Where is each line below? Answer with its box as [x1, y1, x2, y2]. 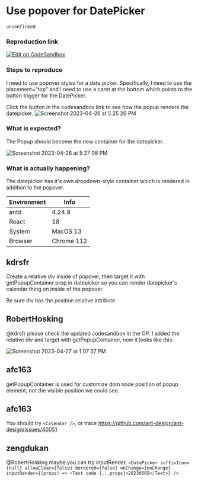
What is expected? [6, 125, 61, 133]
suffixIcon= [159, 460, 190, 466]
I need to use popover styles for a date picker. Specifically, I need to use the [6, 79, 192, 87]
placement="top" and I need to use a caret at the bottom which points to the [6, 85, 193, 92]
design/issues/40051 [6, 426, 58, 433]
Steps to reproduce [6, 66, 63, 74]
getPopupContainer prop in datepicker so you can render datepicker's [6, 279, 178, 286]
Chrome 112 [52, 237, 88, 245]
